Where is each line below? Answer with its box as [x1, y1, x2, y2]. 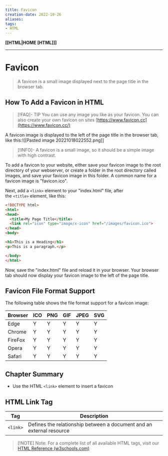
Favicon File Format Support [5, 286, 95, 295]
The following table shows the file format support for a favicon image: [5, 300, 149, 306]
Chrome [7, 328, 26, 335]
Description [79, 412, 108, 419]
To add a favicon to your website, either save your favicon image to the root [5, 162, 161, 168]
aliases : [5, 17, 23, 22]
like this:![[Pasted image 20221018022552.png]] [5, 137, 104, 143]
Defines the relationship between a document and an [28, 421, 152, 428]
